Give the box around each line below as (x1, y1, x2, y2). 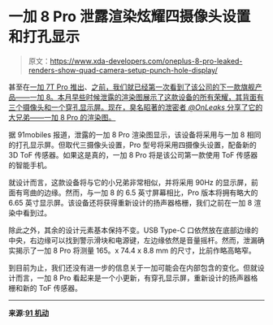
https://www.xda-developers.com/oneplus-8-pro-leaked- (50, 56, 243, 66)
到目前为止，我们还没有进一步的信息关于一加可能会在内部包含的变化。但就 (8, 262, 258, 272)
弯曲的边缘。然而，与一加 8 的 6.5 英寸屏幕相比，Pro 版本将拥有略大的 (22, 188, 258, 197)
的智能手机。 (8, 160, 51, 170)
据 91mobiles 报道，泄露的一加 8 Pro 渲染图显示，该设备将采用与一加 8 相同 (8, 129, 262, 139)
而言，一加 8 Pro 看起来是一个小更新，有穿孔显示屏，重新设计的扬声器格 (15, 273, 258, 283)
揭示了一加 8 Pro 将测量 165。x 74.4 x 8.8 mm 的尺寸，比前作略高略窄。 (15, 245, 256, 255)
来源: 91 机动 (8, 308, 50, 318)
